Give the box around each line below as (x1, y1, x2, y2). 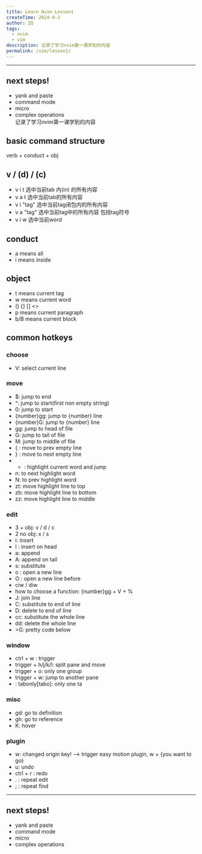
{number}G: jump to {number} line (14, 419, 100, 426)
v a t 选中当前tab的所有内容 (14, 194, 83, 201)
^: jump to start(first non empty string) (14, 399, 109, 407)
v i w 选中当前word (14, 216, 62, 223)
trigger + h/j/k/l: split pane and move (14, 661, 106, 668)
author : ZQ (6, 20, 34, 26)
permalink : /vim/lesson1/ (6, 48, 71, 54)
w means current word (14, 296, 72, 303)
